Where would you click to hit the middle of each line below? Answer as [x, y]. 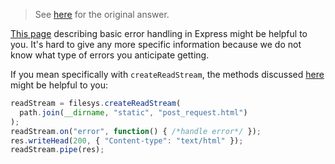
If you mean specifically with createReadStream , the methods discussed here [167, 74]
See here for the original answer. [102, 14]
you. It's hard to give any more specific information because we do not [156, 44]
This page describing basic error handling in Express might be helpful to [159, 33]
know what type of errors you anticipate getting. [110, 55]
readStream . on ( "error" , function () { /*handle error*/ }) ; [136, 131]
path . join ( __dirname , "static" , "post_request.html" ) [133, 112]
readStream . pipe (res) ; [57, 150]
